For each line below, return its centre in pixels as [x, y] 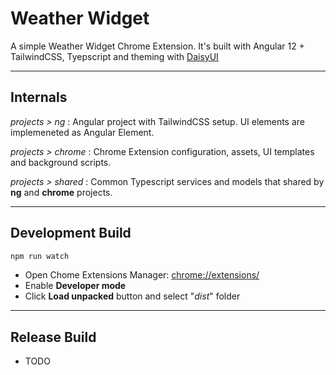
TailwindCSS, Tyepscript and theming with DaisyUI [114, 56]
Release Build [53, 337]
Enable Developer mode [75, 286]
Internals [39, 97]
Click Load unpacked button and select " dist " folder [132, 296]
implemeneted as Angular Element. [82, 132]
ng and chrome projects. [61, 192]
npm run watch [40, 256]
